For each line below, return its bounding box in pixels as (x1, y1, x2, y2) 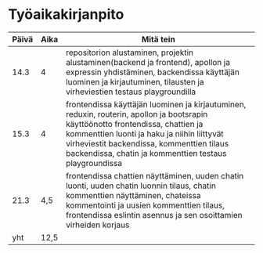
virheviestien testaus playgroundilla (65, 86, 196, 97)
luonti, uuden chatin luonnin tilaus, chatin (65, 180, 217, 191)
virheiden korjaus (65, 219, 130, 230)
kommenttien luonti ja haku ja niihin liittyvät (65, 128, 225, 139)
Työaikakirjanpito (8, 5, 124, 23)
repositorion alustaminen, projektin (65, 47, 194, 58)
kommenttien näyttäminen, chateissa (65, 190, 201, 201)
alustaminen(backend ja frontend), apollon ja (65, 56, 231, 67)
